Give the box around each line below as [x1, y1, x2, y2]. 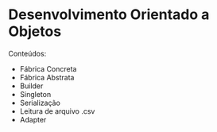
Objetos [8, 22, 62, 41]
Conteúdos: [8, 49, 47, 58]
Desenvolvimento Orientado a [8, 6, 210, 24]
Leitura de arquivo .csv [19, 106, 95, 116]
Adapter [19, 115, 47, 124]
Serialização [19, 98, 61, 107]
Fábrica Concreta [19, 64, 77, 73]
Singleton [19, 89, 52, 99]
